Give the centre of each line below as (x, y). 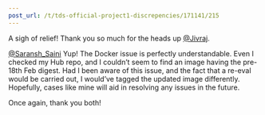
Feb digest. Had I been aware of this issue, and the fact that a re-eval (137, 70)
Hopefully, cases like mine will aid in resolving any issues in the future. (124, 87)
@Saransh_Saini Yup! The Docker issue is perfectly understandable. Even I (131, 53)
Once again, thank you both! (55, 102)
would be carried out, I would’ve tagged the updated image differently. (124, 79)
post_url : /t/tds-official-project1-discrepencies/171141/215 (114, 15)
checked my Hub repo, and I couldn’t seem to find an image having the (125, 62)
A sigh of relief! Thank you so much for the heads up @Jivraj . (109, 38)
